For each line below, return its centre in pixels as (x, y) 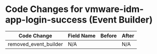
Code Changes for (44, 9)
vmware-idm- (114, 9)
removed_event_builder (35, 44)
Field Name (82, 35)
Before (109, 35)
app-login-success (46, 20)
